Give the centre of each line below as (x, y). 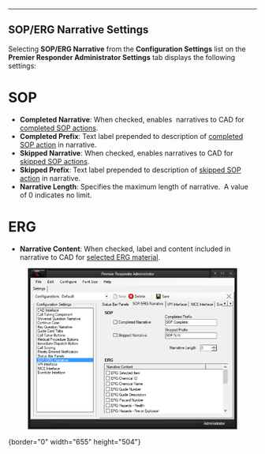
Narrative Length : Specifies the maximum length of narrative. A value (134, 186)
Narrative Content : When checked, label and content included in (125, 249)
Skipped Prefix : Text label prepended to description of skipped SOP (131, 170)
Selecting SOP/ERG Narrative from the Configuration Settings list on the (127, 49)
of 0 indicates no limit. (56, 195)
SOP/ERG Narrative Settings (78, 30)
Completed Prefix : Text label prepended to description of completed (131, 136)
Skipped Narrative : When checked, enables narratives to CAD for (127, 153)
